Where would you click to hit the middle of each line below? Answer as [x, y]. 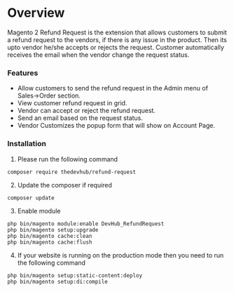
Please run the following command [67, 159]
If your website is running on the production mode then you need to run [121, 255]
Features [23, 73]
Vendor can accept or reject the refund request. [87, 111]
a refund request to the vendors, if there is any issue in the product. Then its [117, 39]
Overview [36, 13]
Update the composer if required [64, 185]
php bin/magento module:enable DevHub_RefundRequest [86, 224]
